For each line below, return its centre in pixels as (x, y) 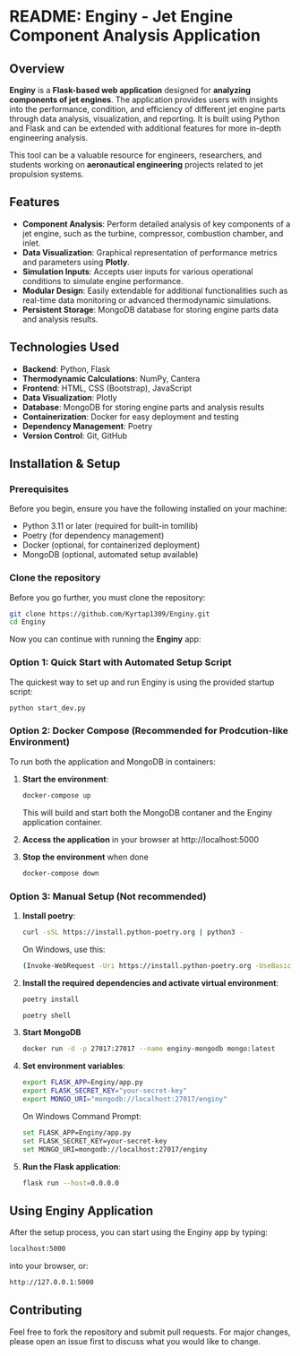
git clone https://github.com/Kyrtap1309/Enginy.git (110, 614)
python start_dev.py (48, 708)
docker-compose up (56, 795)
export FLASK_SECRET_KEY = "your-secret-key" (105, 1091)
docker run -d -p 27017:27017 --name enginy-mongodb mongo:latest (149, 1049)
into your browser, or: (49, 1266)
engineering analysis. (49, 138)
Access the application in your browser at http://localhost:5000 (141, 839)
